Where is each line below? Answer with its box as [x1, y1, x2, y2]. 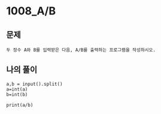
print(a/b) [6, 102, 34, 108]
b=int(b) [6, 91, 28, 97]
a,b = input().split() [6, 81, 63, 87]
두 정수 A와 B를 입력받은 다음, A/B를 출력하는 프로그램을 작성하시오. [6, 47, 156, 53]
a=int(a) [6, 86, 28, 92]
